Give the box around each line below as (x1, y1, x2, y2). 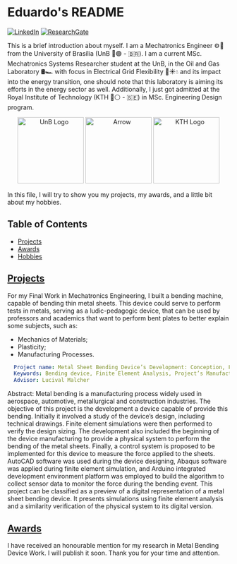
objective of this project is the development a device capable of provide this (7, 404, 228, 413)
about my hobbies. (7, 198, 62, 206)
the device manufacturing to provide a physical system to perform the (7, 435, 210, 443)
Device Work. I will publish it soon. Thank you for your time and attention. (7, 548, 220, 557)
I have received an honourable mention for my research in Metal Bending (7, 541, 219, 549)
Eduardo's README (7, 4, 125, 20)
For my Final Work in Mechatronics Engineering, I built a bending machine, (7, 291, 224, 300)
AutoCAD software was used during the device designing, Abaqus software (7, 457, 227, 466)
